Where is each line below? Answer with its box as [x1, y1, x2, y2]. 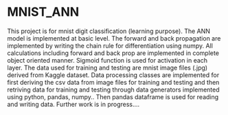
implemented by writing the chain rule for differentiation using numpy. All [7, 41, 213, 50]
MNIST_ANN [7, 4, 80, 20]
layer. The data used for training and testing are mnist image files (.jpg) [7, 63, 208, 72]
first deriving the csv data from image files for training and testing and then [7, 78, 220, 86]
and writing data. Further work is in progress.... [7, 100, 140, 108]
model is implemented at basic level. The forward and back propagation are [7, 34, 221, 42]
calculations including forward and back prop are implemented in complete [7, 49, 220, 57]
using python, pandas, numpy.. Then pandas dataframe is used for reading [7, 92, 219, 101]
